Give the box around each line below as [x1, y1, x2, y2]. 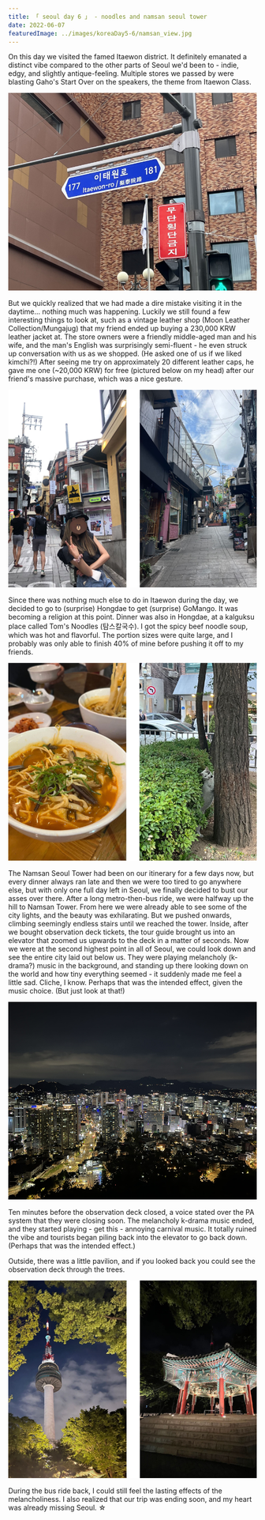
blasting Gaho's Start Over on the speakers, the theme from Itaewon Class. [8, 77, 252, 87]
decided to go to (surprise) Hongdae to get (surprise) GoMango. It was [8, 604, 238, 613]
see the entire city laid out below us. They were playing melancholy [8, 952, 227, 962]
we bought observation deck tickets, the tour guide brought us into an [8, 927, 235, 937]
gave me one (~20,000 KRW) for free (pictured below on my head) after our [8, 366, 255, 375]
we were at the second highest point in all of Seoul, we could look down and [8, 945, 256, 954]
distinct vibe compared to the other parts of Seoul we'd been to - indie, [8, 60, 239, 70]
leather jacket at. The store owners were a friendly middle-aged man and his [8, 332, 257, 341]
